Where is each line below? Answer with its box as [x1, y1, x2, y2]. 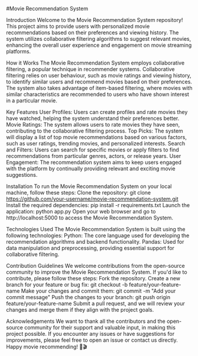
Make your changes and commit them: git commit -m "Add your [21, 287, 176, 294]
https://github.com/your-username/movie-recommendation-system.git [6, 195, 178, 202]
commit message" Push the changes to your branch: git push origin [6, 294, 171, 300]
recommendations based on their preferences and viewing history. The [6, 29, 179, 36]
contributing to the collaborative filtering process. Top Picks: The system [6, 127, 183, 134]
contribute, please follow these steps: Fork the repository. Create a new [6, 275, 181, 281]
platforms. [6, 48, 31, 55]
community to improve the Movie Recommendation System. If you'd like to [6, 268, 187, 276]
